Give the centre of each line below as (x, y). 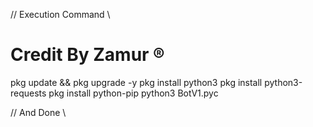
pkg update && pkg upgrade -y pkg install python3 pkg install (136, 82)
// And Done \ (38, 112)
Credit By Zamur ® (87, 55)
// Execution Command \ (60, 14)
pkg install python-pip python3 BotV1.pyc (133, 93)
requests (28, 93)
